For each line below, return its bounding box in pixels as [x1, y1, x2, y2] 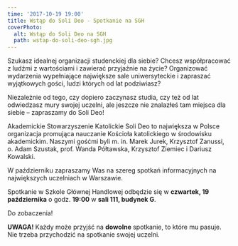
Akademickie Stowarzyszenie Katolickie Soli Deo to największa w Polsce [7, 122, 220, 130]
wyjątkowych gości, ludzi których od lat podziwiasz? [7, 79, 161, 88]
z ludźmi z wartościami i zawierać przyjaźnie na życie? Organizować [7, 64, 208, 73]
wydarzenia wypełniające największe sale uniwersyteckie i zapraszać [7, 72, 211, 81]
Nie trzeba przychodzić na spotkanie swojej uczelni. [7, 230, 160, 239]
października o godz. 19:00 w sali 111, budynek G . [7, 195, 156, 204]
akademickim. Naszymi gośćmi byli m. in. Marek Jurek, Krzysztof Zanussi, [7, 137, 225, 146]
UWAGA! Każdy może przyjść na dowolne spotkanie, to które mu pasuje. [7, 222, 222, 232]
